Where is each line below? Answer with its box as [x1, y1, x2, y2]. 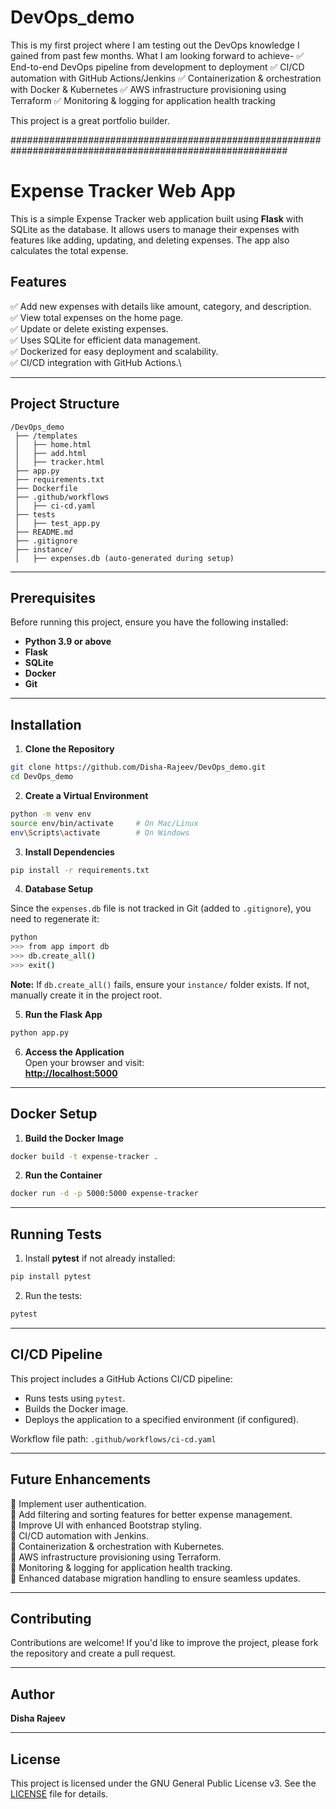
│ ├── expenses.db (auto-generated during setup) [14, 553, 235, 563]
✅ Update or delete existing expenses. [10, 322, 169, 335]
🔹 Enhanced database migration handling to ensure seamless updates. [10, 1572, 301, 1584]
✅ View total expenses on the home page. [10, 311, 184, 323]
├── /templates [14, 431, 78, 441]
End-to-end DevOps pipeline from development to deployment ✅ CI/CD [10, 61, 305, 73]
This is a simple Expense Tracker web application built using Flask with [10, 212, 304, 225]
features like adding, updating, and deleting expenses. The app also [10, 234, 290, 246]
